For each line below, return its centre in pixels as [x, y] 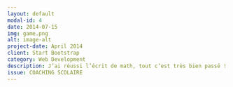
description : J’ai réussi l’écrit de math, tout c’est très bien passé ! [117, 66]
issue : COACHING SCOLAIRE [45, 72]
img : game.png [28, 33]
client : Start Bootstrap [43, 53]
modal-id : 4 [24, 20]
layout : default [31, 14]
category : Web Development [47, 60]
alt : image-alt [29, 40]
